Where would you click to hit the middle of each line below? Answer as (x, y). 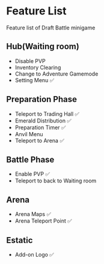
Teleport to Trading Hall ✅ (47, 114)
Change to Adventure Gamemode (57, 74)
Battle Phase (30, 159)
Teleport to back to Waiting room (56, 181)
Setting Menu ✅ (35, 80)
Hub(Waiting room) (43, 46)
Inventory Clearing (38, 67)
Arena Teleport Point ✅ (43, 221)
